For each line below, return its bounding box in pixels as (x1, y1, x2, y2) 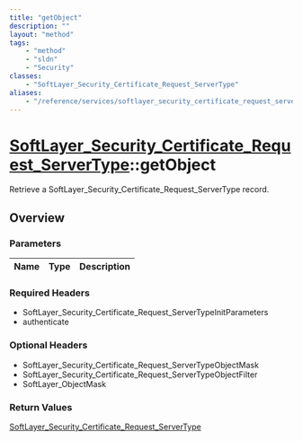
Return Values (9, 401, 73, 413)
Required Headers (9, 287, 90, 299)
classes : (9, 72, 42, 81)
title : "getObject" (9, 13, 83, 22)
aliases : (9, 88, 42, 97)
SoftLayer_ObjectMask (22, 378, 106, 389)
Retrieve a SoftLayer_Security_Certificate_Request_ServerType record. (9, 184, 270, 195)
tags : (9, 38, 30, 48)
